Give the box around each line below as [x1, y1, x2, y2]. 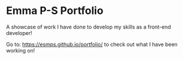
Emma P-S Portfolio [6, 4, 104, 17]
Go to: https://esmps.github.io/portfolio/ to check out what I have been [6, 41, 178, 48]
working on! [6, 47, 35, 54]
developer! [6, 29, 32, 36]
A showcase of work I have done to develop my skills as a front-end [6, 23, 171, 30]
